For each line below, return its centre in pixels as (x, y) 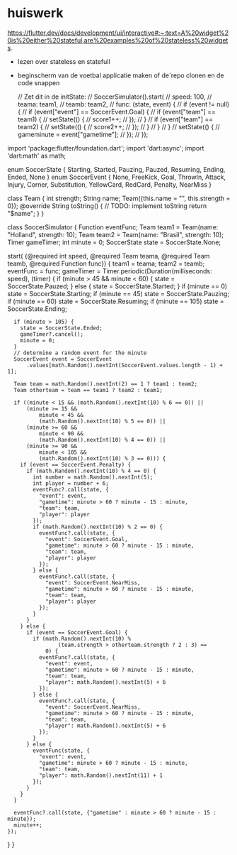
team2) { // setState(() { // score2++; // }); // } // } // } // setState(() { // (119, 126)
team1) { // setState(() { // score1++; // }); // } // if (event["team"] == (115, 119)
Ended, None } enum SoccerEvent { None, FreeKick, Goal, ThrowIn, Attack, (117, 177)
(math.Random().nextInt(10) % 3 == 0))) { (102, 458)
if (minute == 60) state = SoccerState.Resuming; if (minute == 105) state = (116, 301)
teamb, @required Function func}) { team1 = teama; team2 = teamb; (106, 263)
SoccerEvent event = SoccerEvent (63, 359)
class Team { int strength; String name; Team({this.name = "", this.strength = (119, 198)
